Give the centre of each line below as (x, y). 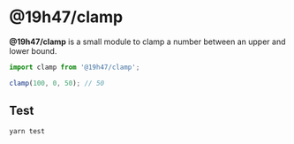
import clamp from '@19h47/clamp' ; (75, 67)
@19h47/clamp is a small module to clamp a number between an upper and (147, 42)
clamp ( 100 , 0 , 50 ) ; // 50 (57, 83)
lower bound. (33, 50)
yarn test (27, 131)
